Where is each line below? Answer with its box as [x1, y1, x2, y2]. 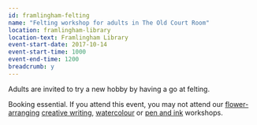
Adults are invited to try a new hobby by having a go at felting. [8, 84, 210, 94]
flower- [225, 99, 249, 108]
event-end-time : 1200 [8, 56, 80, 64]
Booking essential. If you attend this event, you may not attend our [8, 99, 224, 108]
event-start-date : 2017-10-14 [8, 41, 108, 49]
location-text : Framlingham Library [8, 33, 128, 42]
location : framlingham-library [8, 26, 111, 34]
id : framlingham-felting [8, 11, 90, 20]
